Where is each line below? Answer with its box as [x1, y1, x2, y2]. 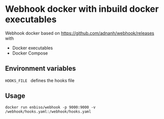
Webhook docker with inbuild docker [5, 3, 159, 15]
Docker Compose [12, 50, 48, 56]
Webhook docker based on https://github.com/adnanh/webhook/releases [5, 30, 154, 36]
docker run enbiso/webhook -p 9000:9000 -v [5, 105, 96, 110]
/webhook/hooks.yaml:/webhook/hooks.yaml [5, 109, 92, 114]
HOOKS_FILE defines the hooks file [5, 77, 75, 83]
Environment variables [5, 64, 76, 73]
